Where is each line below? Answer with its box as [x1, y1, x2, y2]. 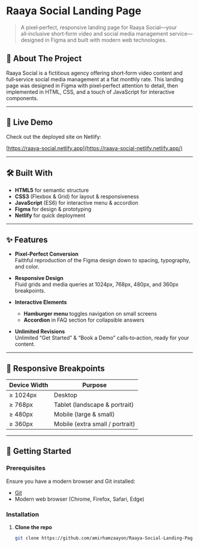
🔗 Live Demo [6, 117, 53, 128]
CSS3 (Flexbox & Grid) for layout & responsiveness [14, 193, 139, 200]
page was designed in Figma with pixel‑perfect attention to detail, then [6, 82, 178, 89]
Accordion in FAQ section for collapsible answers [23, 316, 145, 324]
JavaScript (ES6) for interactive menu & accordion [14, 199, 139, 206]
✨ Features [6, 234, 48, 244]
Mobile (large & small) [54, 411, 115, 418]
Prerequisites [6, 464, 46, 472]
